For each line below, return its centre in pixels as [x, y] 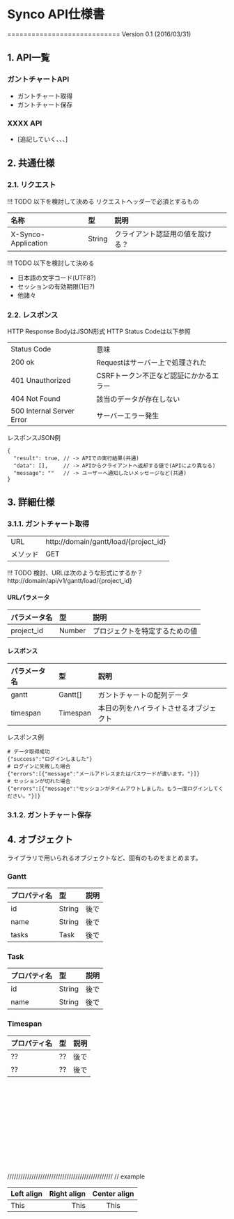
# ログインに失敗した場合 [39, 766]
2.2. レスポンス [33, 315]
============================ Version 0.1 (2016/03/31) [99, 34]
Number [72, 630]
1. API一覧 [29, 58]
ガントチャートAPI [38, 79]
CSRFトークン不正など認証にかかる [154, 375]
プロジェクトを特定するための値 [145, 630]
